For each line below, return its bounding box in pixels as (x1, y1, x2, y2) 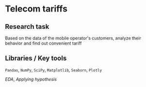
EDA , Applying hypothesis (5, 76, 57, 82)
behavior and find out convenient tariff (5, 40, 82, 46)
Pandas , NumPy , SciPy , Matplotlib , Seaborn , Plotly (5, 67, 102, 73)
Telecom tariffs (5, 3, 68, 14)
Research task (5, 23, 49, 31)
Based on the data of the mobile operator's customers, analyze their (5, 35, 142, 41)
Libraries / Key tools (5, 54, 67, 62)
